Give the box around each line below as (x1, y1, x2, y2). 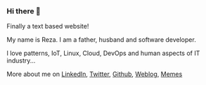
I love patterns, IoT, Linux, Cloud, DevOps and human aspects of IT (6, 49, 200, 58)
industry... (6, 56, 36, 65)
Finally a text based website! (6, 22, 89, 31)
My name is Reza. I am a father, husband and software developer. (6, 36, 196, 44)
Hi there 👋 (6, 6, 41, 16)
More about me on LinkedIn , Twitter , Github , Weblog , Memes (6, 70, 183, 79)
